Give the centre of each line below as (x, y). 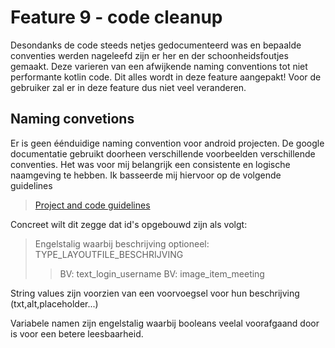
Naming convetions (72, 119)
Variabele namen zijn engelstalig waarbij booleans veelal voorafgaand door (165, 323)
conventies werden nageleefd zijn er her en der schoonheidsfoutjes (149, 55)
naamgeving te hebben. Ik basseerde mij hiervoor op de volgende (146, 175)
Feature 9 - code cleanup (116, 17)
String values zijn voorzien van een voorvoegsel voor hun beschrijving (155, 293)
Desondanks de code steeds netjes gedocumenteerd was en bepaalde (156, 45)
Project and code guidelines (92, 205)
